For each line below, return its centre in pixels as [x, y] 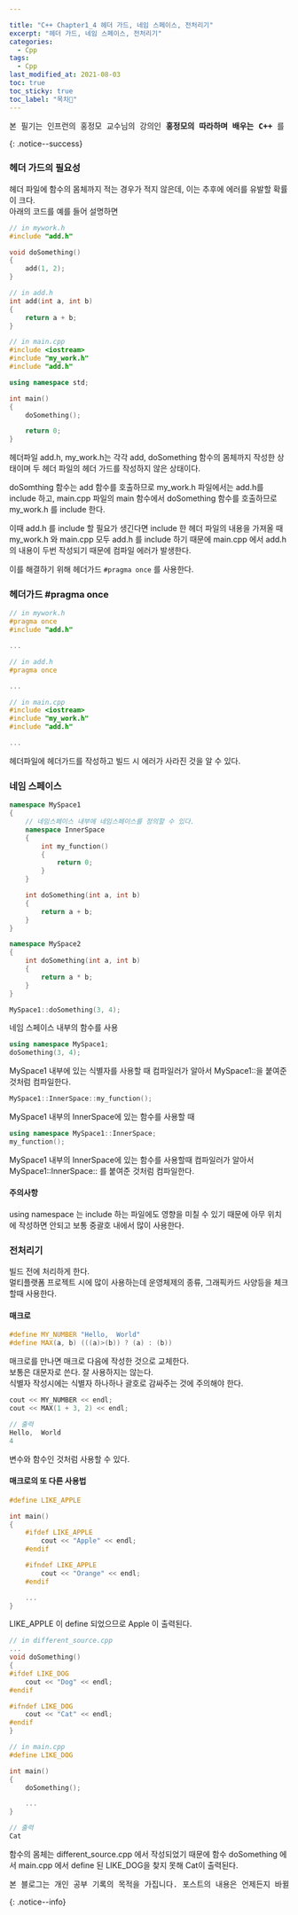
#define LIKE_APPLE [45, 1500]
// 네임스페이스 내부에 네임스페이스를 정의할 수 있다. [110, 822]
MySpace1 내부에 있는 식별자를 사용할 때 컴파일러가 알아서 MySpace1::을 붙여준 [148, 1071]
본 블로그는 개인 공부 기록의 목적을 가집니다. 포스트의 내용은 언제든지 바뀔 [149, 1884]
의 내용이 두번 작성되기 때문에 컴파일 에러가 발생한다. [100, 551]
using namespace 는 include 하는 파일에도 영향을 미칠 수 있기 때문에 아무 [137, 1214]
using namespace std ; [49, 382]
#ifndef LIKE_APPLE [61, 1566]
